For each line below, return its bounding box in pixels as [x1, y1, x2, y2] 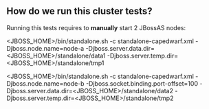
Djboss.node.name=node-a [6, 44, 85, 52]
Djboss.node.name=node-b [6, 79, 85, 88]
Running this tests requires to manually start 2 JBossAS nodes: [6, 23, 186, 32]
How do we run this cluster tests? [6, 5, 153, 17]
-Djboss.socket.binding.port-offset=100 [85, 79, 199, 88]
